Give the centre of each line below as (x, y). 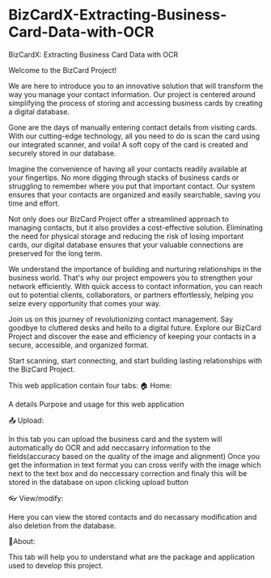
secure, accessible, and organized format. (79, 345)
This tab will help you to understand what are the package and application (132, 557)
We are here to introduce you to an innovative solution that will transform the (136, 86)
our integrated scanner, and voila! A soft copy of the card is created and (128, 144)
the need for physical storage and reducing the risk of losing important (126, 236)
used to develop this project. (56, 565)
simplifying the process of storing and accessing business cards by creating (135, 103)
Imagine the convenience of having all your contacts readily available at (127, 168)
